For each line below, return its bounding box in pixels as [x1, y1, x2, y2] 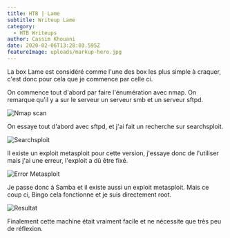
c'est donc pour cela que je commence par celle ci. [7, 75, 153, 83]
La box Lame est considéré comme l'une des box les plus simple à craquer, [7, 67, 221, 76]
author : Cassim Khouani [7, 36, 76, 43]
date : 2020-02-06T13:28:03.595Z [7, 42, 100, 49]
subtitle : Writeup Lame [7, 17, 76, 23]
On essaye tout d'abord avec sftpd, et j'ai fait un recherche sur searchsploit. [7, 122, 224, 130]
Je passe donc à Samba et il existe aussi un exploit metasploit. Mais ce [7, 183, 209, 191]
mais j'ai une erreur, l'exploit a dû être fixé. [7, 156, 128, 164]
